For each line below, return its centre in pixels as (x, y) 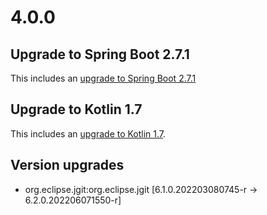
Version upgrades (67, 165)
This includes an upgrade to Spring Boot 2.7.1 (103, 78)
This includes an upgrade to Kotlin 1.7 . (88, 133)
